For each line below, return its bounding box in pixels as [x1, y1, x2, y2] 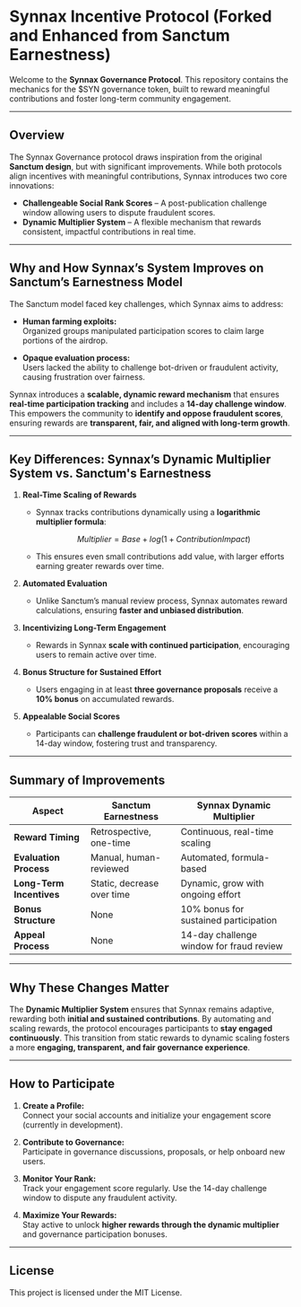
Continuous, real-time [180, 826, 274, 838]
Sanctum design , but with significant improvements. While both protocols [9, 161, 282, 171]
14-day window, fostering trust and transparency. [35, 738, 218, 749]
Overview [9, 127, 65, 143]
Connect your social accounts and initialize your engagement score [21, 1110, 271, 1120]
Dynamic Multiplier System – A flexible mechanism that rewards [21, 216, 262, 227]
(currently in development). [21, 1119, 124, 1130]
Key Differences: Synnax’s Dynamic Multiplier [9, 452, 271, 467]
